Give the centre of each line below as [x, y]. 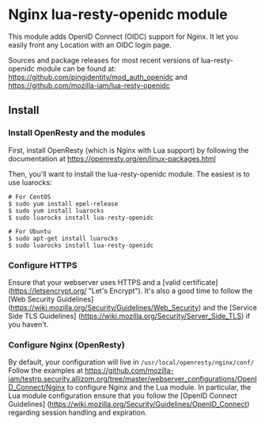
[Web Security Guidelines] [51, 299]
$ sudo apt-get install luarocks [63, 238]
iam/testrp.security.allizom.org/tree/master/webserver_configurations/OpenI [132, 379]
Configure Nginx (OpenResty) [66, 344]
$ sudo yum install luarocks [56, 211]
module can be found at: [76, 68]
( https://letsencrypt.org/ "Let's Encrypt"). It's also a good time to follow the [131, 290]
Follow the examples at [45, 370]
